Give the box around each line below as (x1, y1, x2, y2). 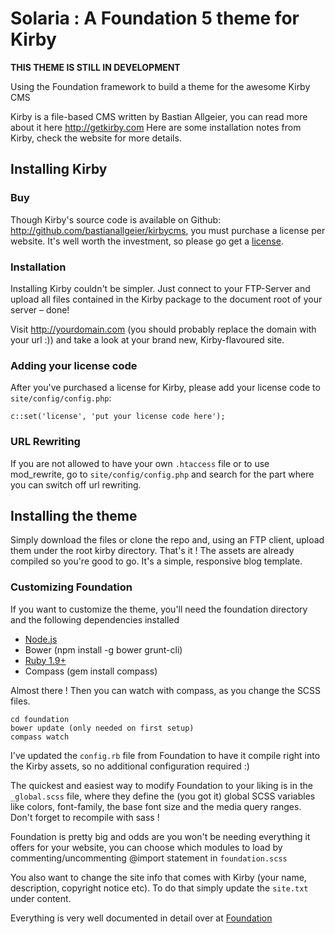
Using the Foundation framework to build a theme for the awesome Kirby (10, 80, 311, 92)
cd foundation (10, 714, 70, 724)
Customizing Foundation (10, 580, 133, 594)
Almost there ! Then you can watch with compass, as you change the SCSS (10, 684, 322, 696)
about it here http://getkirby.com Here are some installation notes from (10, 121, 302, 133)
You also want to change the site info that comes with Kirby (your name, (10, 871, 307, 883)
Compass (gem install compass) (24, 665, 158, 677)
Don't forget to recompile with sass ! (10, 811, 160, 823)
